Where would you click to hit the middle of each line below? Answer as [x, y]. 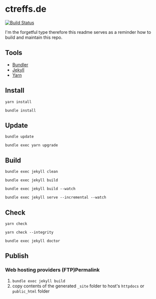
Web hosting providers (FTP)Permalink [52, 270]
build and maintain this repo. [34, 37]
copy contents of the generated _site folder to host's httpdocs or [78, 286]
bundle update [20, 137]
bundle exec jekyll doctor [33, 241]
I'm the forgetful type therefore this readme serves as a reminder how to [78, 32]
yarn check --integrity [29, 232]
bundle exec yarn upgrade [31, 145]
